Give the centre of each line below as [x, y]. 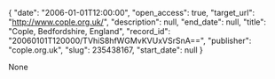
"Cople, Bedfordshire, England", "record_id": [89, 31]
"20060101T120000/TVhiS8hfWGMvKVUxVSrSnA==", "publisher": [130, 40]
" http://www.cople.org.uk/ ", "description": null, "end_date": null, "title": [137, 22]
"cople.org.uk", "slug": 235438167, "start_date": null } [106, 50]
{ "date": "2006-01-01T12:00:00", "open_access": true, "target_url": [132, 13]
